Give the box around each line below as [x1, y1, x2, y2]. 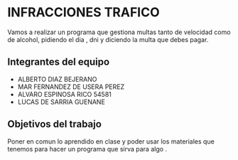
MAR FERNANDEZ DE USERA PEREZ [17, 82, 125, 91]
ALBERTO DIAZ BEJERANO [17, 75, 97, 83]
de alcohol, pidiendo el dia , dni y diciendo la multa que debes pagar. [7, 35, 209, 43]
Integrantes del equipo [7, 56, 110, 68]
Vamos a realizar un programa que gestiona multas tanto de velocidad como [7, 28, 231, 36]
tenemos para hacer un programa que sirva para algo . [7, 144, 168, 153]
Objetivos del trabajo [7, 118, 102, 130]
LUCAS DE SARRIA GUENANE [17, 97, 105, 106]
